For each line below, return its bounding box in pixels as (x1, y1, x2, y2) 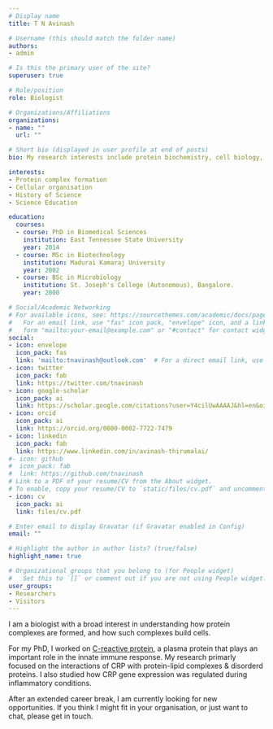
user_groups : (8, 582, 53, 590)
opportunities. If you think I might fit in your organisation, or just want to (8, 703, 249, 713)
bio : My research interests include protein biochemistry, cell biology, (8, 154, 264, 162)
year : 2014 (23, 243, 60, 251)
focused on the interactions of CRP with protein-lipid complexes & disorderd (8, 661, 264, 671)
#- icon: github (8, 455, 63, 463)
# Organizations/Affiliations (8, 108, 111, 116)
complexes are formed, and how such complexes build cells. (8, 628, 211, 638)
